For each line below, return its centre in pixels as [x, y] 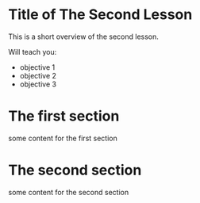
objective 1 [37, 67]
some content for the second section [69, 192]
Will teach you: [33, 52]
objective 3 [38, 84]
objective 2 [38, 75]
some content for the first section [63, 138]
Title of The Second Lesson [100, 15]
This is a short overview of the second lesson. [83, 36]
